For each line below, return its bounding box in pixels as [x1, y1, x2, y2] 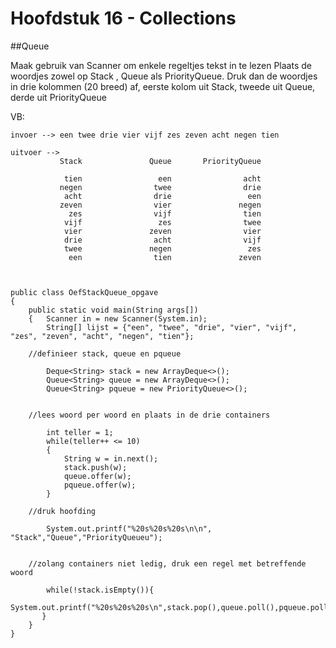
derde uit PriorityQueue [10, 91, 107, 103]
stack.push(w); [63, 462, 128, 472]
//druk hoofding [28, 506, 97, 516]
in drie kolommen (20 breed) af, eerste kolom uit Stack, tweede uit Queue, [10, 80, 316, 92]
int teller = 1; [46, 427, 114, 437]
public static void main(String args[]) [28, 305, 199, 315]
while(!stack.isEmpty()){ [46, 585, 155, 595]
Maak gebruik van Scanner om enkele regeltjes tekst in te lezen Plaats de [10, 59, 312, 71]
